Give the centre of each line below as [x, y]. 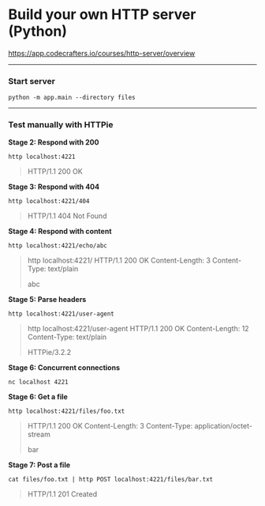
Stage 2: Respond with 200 [54, 142]
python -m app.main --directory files [72, 98]
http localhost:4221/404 [49, 201]
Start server [32, 81]
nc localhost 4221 [38, 382]
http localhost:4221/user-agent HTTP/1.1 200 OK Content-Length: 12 [138, 328]
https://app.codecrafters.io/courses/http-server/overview [102, 53]
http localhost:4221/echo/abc [58, 245]
